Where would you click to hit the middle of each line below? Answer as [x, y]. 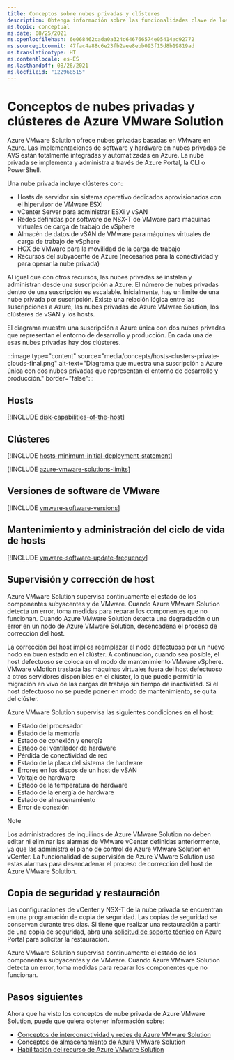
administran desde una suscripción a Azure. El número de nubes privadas [113, 285]
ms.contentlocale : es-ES [43, 59]
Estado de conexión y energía [60, 740]
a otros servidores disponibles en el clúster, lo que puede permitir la [105, 676]
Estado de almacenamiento [56, 799]
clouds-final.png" [32, 364]
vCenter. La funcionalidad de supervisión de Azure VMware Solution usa [111, 856]
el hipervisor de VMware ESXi [60, 205]
